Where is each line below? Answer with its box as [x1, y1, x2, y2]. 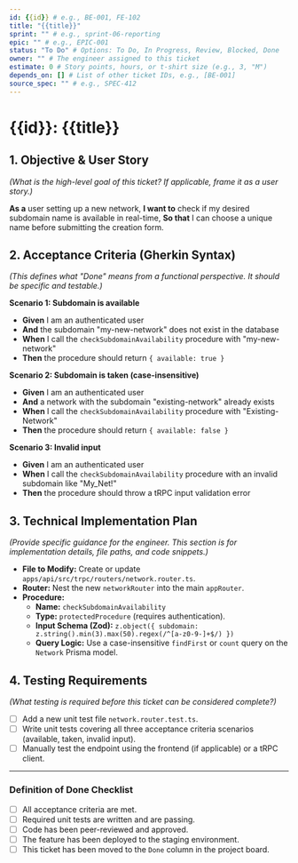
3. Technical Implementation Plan [9, 513, 198, 529]
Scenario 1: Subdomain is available [9, 298, 140, 308]
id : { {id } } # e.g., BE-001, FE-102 [9, 12, 141, 22]
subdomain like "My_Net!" [21, 478, 117, 489]
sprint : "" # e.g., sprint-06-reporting [9, 29, 161, 38]
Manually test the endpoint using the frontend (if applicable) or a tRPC [21, 743, 278, 754]
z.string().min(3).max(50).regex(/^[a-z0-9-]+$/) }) [35, 630, 235, 639]
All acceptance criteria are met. [21, 803, 137, 814]
